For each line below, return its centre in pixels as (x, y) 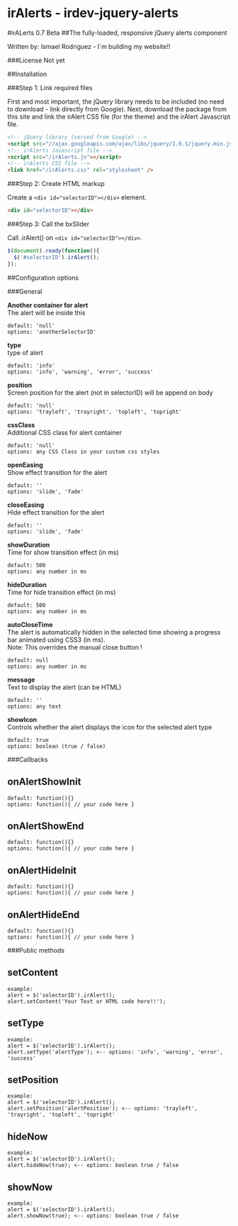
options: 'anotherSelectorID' (52, 332)
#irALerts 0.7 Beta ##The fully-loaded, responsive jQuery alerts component (117, 33)
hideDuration (27, 584)
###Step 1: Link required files (50, 87)
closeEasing (26, 505)
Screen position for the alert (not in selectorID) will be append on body (110, 393)
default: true (28, 740)
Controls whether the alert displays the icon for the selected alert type (110, 727)
